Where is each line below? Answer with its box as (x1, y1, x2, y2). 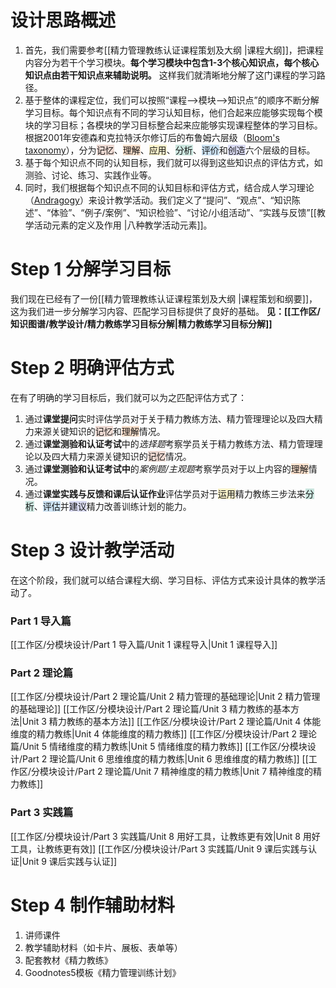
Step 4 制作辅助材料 (10, 894, 175, 916)
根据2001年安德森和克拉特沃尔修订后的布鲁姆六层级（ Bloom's (24, 131, 280, 143)
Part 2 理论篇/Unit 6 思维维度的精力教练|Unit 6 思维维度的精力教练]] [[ (22, 753, 309, 765)
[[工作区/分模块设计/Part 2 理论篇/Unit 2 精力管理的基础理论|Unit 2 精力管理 (10, 691, 321, 703)
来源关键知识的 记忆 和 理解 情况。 (33, 425, 166, 437)
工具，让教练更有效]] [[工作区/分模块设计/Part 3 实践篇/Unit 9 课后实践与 (10, 842, 309, 855)
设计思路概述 (10, 9, 117, 32)
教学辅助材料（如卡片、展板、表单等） (24, 941, 183, 953)
